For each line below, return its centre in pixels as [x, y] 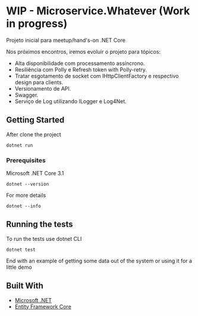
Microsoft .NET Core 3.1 [35, 174]
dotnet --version [28, 184]
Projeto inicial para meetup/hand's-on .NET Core [66, 40]
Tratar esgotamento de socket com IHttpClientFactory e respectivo [97, 76]
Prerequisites [26, 160]
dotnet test [21, 250]
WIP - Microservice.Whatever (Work [98, 11]
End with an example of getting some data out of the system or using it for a [99, 261]
